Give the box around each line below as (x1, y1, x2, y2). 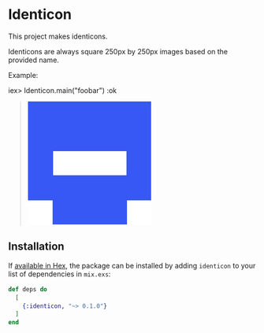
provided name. (8, 55, 59, 65)
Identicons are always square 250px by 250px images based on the (8, 46, 229, 56)
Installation (8, 240, 65, 253)
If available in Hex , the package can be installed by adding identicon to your (8, 261, 256, 270)
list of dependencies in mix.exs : (8, 269, 111, 279)
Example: (8, 70, 39, 80)
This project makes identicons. (8, 31, 108, 41)
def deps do (8, 285, 47, 293)
